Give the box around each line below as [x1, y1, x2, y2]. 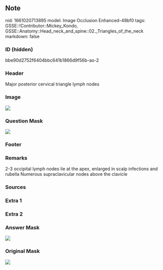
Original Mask [5, 248, 40, 255]
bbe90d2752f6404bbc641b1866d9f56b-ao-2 [5, 57, 99, 63]
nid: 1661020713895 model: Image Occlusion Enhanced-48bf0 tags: [5, 17, 145, 23]
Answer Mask [5, 224, 40, 231]
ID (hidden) [5, 46, 34, 53]
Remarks [5, 154, 28, 161]
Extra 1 [5, 197, 22, 204]
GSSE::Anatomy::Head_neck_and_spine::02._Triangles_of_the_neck [5, 28, 144, 34]
